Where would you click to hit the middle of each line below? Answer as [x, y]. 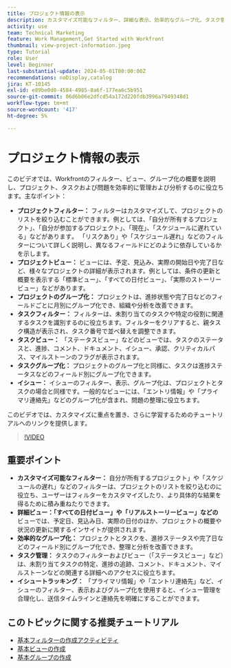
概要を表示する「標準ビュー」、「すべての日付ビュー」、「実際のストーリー [119, 279]
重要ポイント [34, 460]
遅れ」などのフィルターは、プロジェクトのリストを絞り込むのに [131, 487]
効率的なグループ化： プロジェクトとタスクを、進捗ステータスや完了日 [117, 539]
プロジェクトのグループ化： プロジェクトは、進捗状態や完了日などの [114, 296]
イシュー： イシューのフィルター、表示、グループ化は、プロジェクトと [117, 382]
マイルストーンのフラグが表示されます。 [86, 357]
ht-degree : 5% [27, 116]
